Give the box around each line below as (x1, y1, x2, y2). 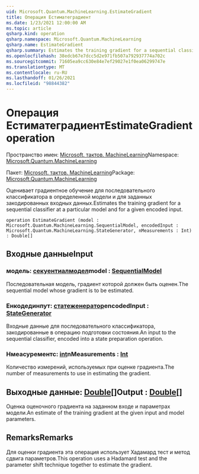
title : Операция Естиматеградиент (6, 14, 92, 20)
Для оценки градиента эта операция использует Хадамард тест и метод (6, 448, 191, 456)
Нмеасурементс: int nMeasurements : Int (6, 350, 129, 358)
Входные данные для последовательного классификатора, (6, 322, 156, 329)
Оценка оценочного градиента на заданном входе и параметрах (6, 403, 171, 410)
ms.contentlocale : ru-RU (6, 70, 68, 76)
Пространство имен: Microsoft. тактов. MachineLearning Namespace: (6, 151, 179, 158)
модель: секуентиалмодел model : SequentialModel (6, 267, 162, 275)
